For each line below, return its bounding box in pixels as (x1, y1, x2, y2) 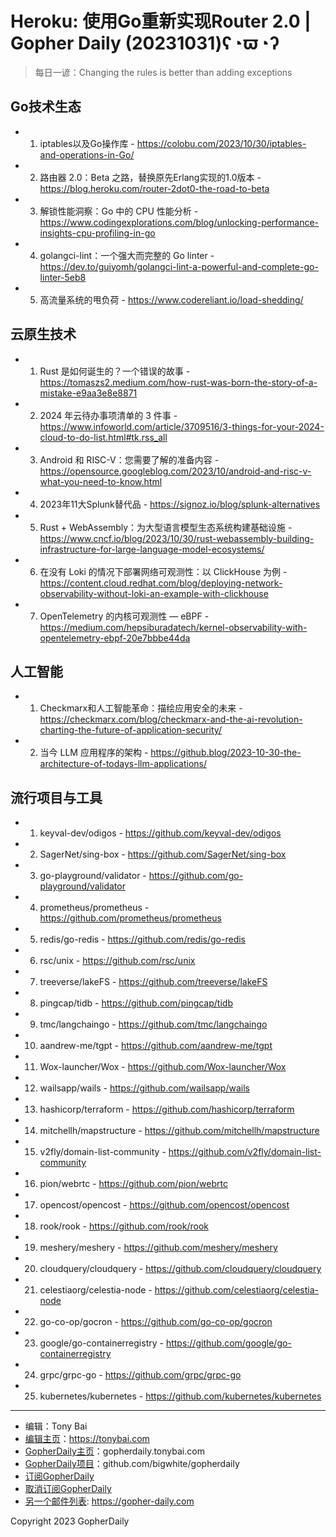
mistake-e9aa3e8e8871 (39, 387, 138, 399)
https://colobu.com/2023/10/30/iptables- (136, 137, 307, 149)
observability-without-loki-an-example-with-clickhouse (39, 587, 269, 599)
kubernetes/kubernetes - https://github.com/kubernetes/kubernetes (39, 1390, 322, 1402)
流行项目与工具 (10, 789, 103, 806)
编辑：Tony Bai (24, 1420, 88, 1432)
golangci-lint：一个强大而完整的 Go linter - (39, 249, 215, 261)
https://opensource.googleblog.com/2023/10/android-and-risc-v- (39, 465, 312, 477)
